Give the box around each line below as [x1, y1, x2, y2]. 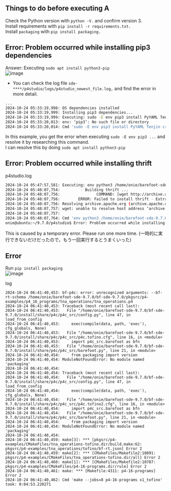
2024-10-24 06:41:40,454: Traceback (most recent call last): [5, 370, 140, 376]
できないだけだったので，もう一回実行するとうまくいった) [9, 236, 132, 242]
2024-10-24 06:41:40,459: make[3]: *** [5, 438, 90, 443]
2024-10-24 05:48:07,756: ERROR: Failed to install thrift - [5, 197, 154, 202]
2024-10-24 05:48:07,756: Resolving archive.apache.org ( [5, 201, 131, 207]
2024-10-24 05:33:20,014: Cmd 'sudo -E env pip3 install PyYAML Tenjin [5, 124, 160, 129]
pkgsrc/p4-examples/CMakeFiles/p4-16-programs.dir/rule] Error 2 [5, 464, 147, 469]
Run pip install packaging [5, 265, 63, 271]
